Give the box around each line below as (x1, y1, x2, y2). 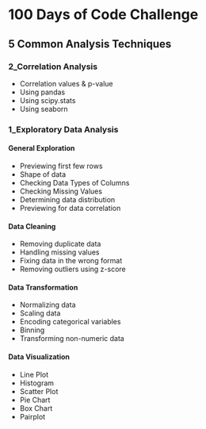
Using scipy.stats (19, 95, 76, 105)
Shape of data (19, 170, 67, 179)
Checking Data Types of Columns (19, 178, 130, 187)
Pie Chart (19, 395, 51, 404)
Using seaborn (19, 104, 69, 113)
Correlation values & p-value (19, 79, 113, 88)
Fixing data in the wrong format (19, 256, 123, 266)
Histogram (19, 378, 54, 388)
